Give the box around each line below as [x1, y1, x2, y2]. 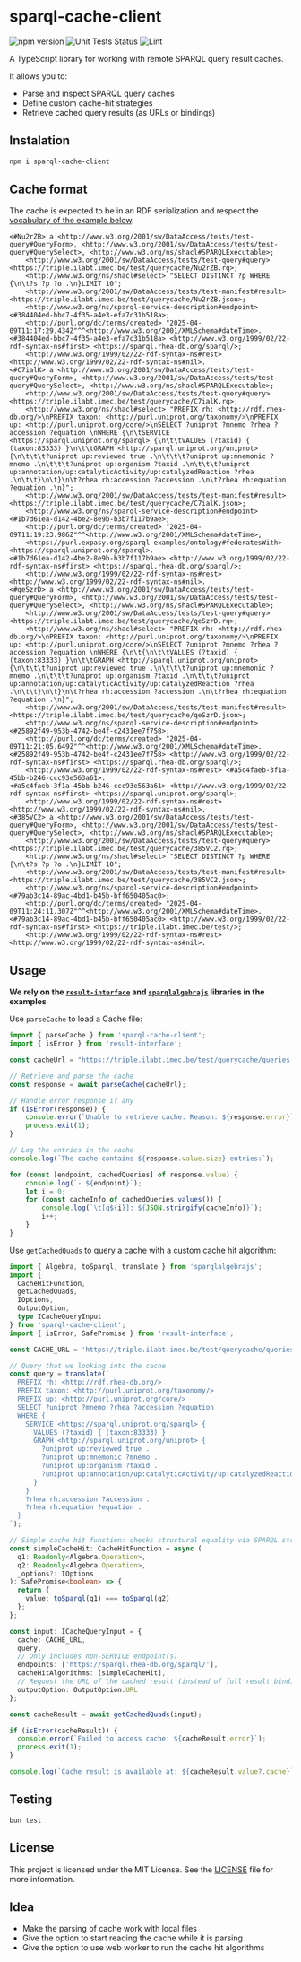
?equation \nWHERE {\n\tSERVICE [48, 429, 170, 438]
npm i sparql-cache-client [9, 157, 110, 166]
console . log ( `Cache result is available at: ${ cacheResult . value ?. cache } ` [9, 1767, 295, 1776]
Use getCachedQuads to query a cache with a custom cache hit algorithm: [9, 1245, 277, 1255]
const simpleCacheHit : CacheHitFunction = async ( [9, 1544, 202, 1553]
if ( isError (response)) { [9, 1105, 106, 1114]
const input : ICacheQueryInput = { [9, 1627, 142, 1636]
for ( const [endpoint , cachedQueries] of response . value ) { [9, 1170, 239, 1179]
